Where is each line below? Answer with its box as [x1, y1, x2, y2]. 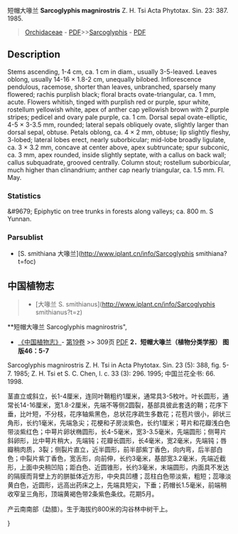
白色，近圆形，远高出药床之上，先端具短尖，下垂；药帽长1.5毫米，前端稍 [13, 481, 227, 489]
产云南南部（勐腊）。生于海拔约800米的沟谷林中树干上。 [7, 505, 172, 513]
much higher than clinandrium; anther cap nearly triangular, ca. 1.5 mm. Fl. [7, 166, 225, 174]
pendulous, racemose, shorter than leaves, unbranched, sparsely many [7, 82, 217, 91]
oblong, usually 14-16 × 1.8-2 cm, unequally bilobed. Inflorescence [7, 75, 202, 83]
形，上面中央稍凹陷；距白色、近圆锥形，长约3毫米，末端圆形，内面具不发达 [7, 463, 229, 471]
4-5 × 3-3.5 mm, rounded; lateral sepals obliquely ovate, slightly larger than [7, 120, 229, 129]
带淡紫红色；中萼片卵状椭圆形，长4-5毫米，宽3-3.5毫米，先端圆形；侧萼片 [7, 427, 227, 436]
